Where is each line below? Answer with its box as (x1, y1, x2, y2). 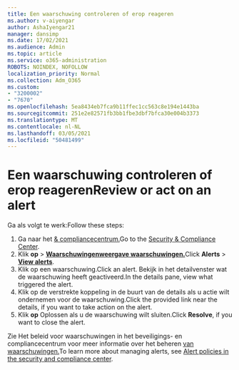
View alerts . (17, 257, 55, 266)
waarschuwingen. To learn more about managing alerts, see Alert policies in (7, 347, 229, 356)
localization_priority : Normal (7, 70, 101, 77)
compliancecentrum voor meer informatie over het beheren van (7, 339, 194, 348)
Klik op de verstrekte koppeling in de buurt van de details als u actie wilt (17, 288, 230, 297)
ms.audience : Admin (7, 43, 66, 51)
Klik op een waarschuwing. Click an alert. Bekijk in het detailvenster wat (17, 265, 227, 274)
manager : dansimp (7, 30, 59, 38)
